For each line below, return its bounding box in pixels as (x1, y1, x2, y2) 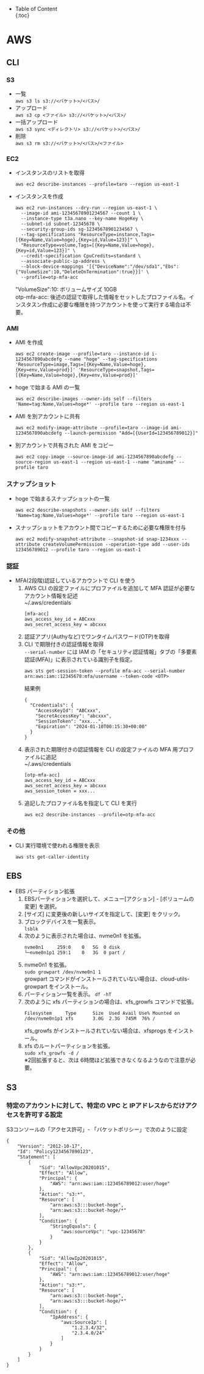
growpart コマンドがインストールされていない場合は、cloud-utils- (24, 975, 190, 982)
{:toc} (15, 12, 30, 19)
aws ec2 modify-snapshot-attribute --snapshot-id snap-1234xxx (15, 536, 180, 542)
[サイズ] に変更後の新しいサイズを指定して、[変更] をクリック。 (24, 911, 184, 918)
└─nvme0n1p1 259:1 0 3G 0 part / (24, 950, 126, 956)
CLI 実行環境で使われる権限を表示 (15, 842, 100, 850)
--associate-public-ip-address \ (21, 259, 106, 265)
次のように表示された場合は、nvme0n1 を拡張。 (24, 932, 145, 940)
